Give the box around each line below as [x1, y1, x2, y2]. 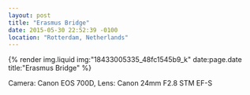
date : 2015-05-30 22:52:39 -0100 [8, 26, 118, 34]
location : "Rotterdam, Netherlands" [8, 33, 129, 42]
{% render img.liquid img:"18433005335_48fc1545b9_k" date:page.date [8, 55, 242, 64]
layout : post [8, 11, 51, 20]
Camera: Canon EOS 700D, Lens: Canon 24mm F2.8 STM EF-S [8, 79, 213, 88]
